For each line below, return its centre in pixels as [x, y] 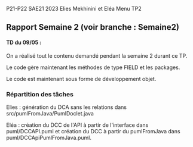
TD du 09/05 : [24, 42]
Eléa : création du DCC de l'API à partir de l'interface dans [77, 125]
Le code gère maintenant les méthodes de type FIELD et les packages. [93, 67]
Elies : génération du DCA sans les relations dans [67, 107]
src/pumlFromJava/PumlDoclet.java [50, 113]
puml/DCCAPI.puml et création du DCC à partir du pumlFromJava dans [93, 131]
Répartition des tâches [40, 94]
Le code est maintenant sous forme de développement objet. [81, 79]
